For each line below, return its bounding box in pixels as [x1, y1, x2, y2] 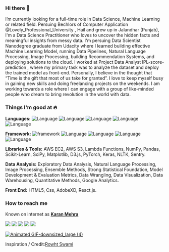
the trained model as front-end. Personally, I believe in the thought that [5, 70, 152, 76]
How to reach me [5, 199, 48, 206]
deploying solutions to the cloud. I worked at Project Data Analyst [5, 59, 141, 65]
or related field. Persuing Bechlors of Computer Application [5, 21, 129, 27]
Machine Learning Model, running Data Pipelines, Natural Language [5, 48, 146, 55]
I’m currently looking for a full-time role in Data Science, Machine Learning [5, 16, 160, 22]
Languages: [5, 115, 31, 121]
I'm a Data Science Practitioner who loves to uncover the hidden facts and [5, 32, 159, 38]
